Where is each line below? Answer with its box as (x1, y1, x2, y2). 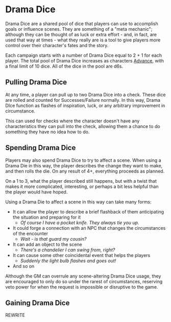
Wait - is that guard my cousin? (20, 235, 87, 242)
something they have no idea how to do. (5, 128, 90, 135)
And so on (12, 263, 35, 269)
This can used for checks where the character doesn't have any (5, 118, 140, 124)
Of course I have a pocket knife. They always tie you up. (20, 219, 139, 226)
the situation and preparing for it (12, 214, 81, 220)
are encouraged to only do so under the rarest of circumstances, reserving (5, 278, 163, 285)
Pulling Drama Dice (5, 78, 67, 87)
